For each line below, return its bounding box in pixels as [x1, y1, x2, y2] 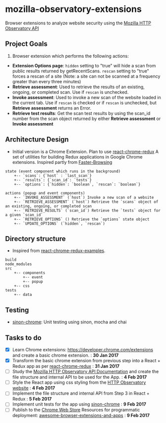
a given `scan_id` [5, 212, 43, 217]
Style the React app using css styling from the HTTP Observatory [12, 380, 146, 386]
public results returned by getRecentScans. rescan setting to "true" [12, 68, 150, 74]
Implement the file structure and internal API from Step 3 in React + [12, 390, 150, 397]
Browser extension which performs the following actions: [12, 53, 129, 59]
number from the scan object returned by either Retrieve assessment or [12, 116, 161, 122]
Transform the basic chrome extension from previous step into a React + [12, 358, 161, 364]
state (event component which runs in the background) [5, 168, 121, 174]
